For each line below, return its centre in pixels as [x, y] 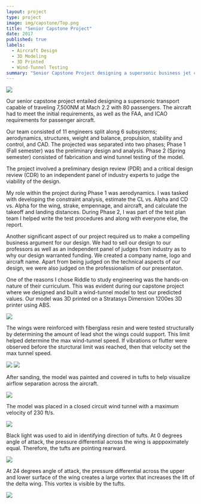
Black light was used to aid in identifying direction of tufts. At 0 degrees [94, 436]
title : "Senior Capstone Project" [49, 28]
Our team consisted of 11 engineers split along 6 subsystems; [82, 132]
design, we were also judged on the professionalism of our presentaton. [95, 268]
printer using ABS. [29, 305]
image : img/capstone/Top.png [42, 23]
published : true [26, 39]
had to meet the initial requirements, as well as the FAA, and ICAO [87, 114]
